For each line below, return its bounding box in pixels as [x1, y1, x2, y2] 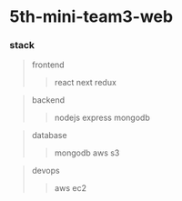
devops [31, 166, 61, 176]
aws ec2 [54, 183, 86, 194]
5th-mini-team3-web [9, 6, 174, 27]
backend [31, 95, 66, 106]
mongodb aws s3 [54, 147, 120, 158]
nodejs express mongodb [54, 112, 150, 124]
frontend [31, 59, 66, 70]
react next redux [54, 77, 116, 88]
